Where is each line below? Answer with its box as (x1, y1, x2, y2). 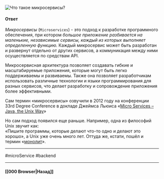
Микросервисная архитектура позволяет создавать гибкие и (5, 62, 133, 68)
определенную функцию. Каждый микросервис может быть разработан (5, 42, 157, 49)
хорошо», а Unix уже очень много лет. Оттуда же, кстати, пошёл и (5, 133, 144, 139)
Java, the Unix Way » (5, 108, 46, 114)
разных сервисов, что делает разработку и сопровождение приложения (5, 83, 158, 89)
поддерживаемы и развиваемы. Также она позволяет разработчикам (5, 73, 151, 78)
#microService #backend (5, 153, 56, 159)
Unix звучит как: (5, 123, 39, 129)
